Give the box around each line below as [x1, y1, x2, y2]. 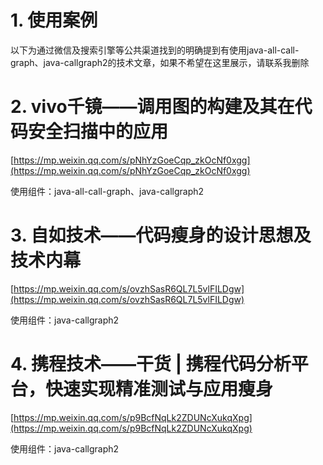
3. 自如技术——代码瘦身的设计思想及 [10, 224, 312, 247]
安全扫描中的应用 [28, 121, 169, 143]
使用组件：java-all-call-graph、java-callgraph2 [10, 185, 205, 197]
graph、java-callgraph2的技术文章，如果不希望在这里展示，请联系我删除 [10, 56, 310, 68]
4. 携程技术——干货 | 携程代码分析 [10, 353, 292, 375]
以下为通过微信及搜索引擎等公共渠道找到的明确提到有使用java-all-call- [10, 44, 300, 56]
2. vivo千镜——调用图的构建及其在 [10, 96, 295, 118]
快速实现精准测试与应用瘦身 [45, 378, 274, 400]
